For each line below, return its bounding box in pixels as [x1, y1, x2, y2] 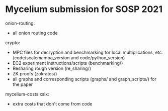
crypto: [5, 39, 20, 46]
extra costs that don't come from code [12, 100, 93, 106]
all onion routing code [12, 30, 58, 36]
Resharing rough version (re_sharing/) [12, 65, 92, 71]
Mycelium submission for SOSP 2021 [5, 4, 162, 15]
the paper [12, 81, 33, 87]
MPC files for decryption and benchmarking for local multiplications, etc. [12, 49, 163, 55]
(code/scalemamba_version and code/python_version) [12, 54, 125, 61]
